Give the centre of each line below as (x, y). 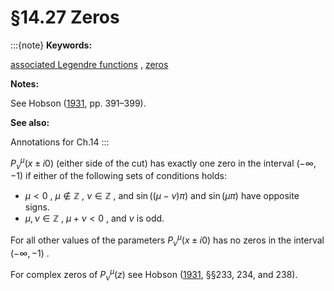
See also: (30, 122)
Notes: (25, 83)
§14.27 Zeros (65, 17)
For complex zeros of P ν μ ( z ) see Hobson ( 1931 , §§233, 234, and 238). (154, 274)
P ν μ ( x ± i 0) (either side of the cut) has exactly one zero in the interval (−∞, (163, 163)
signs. (37, 207)
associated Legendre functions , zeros (89, 64)
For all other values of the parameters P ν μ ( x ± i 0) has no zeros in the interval (167, 240)
